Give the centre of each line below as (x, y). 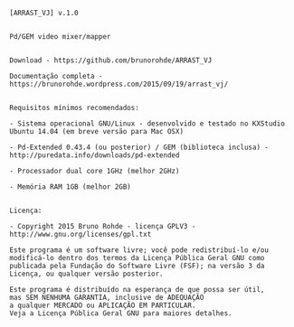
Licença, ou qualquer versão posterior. (87, 274)
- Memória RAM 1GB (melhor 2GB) (70, 187)
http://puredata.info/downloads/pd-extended (95, 155)
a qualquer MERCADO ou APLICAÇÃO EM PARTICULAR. (103, 305)
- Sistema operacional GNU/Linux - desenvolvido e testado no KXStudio (147, 124)
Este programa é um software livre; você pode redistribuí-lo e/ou (139, 250)
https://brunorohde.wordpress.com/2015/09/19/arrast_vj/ (119, 84)
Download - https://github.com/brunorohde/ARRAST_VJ (111, 61)
